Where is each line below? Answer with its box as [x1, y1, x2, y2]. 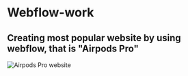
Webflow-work [7, 5, 94, 21]
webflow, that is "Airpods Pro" [7, 42, 139, 54]
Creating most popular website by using [7, 32, 181, 44]
